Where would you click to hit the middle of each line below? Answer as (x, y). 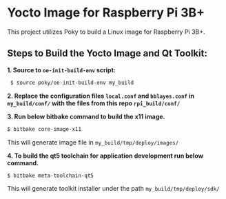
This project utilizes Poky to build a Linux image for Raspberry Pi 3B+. (106, 32)
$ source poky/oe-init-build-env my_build (72, 83)
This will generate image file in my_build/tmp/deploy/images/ (93, 142)
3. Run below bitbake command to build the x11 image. (86, 116)
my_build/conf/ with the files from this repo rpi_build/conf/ (94, 103)
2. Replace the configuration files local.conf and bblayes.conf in (101, 96)
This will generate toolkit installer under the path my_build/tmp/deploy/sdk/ (114, 189)
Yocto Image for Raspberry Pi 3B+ (106, 13)
